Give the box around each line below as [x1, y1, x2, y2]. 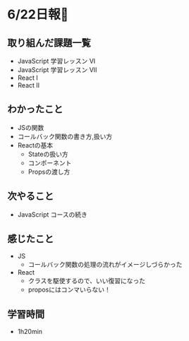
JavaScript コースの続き [17, 210, 88, 219]
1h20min [17, 328, 43, 336]
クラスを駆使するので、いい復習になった [28, 277, 146, 285]
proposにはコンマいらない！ [28, 285, 111, 294]
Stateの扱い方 [28, 150, 68, 158]
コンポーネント [28, 158, 72, 167]
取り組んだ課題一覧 [7, 37, 91, 49]
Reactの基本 [17, 140, 54, 149]
